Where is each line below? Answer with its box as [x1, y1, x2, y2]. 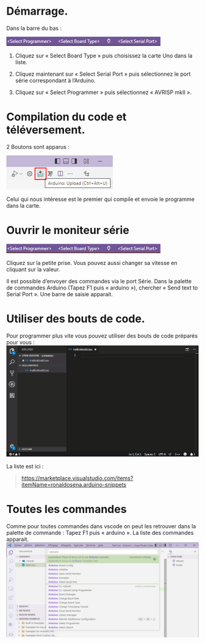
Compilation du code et [6, 110, 127, 124]
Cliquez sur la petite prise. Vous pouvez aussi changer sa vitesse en [6, 259, 178, 266]
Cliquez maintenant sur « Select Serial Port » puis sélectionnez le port [15, 70, 191, 78]
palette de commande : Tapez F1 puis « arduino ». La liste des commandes [6, 529, 194, 537]
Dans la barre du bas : [6, 24, 62, 32]
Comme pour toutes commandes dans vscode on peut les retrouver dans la [6, 523, 196, 530]
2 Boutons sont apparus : [6, 143, 70, 150]
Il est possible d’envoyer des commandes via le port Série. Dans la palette [6, 277, 192, 285]
